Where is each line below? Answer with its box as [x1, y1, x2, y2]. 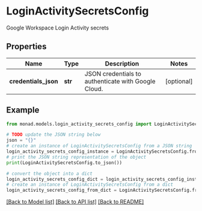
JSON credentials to [84, 69, 141, 78]
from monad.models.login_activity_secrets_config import [6, 121, 152, 127]
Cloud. [84, 84, 103, 93]
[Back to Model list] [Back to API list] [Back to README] [6, 198, 144, 206]
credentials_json [9, 77, 58, 85]
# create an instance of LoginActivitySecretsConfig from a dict [6, 182, 173, 188]
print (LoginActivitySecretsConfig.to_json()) [6, 159, 122, 166]
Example [6, 105, 40, 115]
